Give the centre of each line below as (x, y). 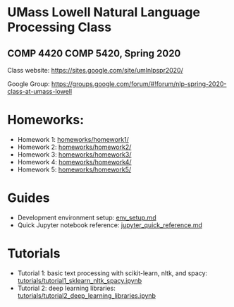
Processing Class (59, 27)
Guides (29, 198)
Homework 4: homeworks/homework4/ (74, 162)
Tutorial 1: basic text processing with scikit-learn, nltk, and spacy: (112, 273)
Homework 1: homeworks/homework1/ (73, 139)
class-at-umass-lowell (40, 91)
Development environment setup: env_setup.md (87, 217)
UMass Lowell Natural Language (104, 12)
